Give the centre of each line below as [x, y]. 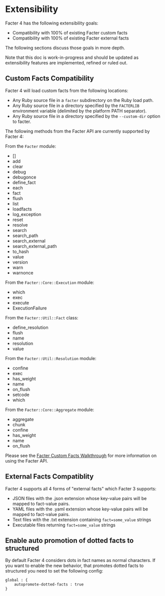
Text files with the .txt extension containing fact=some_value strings [82, 519]
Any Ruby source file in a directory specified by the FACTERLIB [76, 105]
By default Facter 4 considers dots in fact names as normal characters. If [80, 560]
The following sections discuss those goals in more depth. [65, 47]
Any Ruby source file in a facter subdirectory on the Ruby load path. [83, 100]
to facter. [22, 121]
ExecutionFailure [29, 308]
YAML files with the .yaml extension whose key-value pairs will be [80, 509]
